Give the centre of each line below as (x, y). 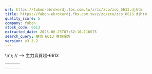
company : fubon (20, 23)
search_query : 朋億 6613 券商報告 (38, 37)
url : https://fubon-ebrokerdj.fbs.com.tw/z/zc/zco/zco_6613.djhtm (74, 9)
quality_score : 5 (23, 18)
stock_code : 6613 (23, 28)
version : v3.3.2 (21, 41)
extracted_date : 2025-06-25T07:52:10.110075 (51, 32)
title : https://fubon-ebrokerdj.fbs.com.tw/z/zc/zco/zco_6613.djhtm (76, 14)
